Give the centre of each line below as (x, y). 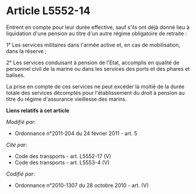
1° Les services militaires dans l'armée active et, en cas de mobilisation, (93, 45)
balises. (16, 75)
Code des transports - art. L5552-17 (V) (63, 156)
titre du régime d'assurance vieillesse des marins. (66, 99)
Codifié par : (21, 174)
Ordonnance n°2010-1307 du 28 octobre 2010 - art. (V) (81, 185)
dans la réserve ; (27, 51)
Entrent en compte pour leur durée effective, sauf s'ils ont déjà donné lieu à (98, 27)
